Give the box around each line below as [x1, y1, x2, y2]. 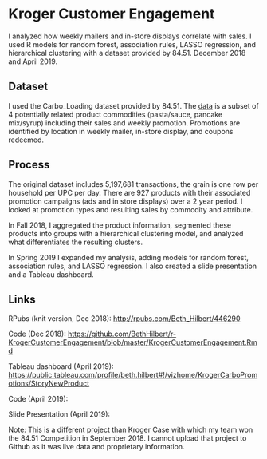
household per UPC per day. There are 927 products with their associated [8, 188, 251, 197]
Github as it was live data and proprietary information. [8, 442, 185, 452]
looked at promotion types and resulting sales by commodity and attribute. [8, 204, 253, 214]
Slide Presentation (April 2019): [8, 410, 110, 419]
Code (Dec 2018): [8, 329, 66, 339]
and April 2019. [8, 57, 58, 66]
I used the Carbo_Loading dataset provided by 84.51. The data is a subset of [8, 101, 259, 110]
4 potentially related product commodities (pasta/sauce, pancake [8, 109, 223, 119]
